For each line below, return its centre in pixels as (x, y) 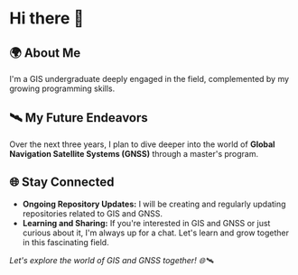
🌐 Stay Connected (62, 183)
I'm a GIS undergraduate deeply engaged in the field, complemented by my (149, 79)
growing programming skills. (62, 88)
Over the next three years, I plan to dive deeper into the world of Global (142, 144)
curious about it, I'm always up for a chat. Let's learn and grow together (155, 233)
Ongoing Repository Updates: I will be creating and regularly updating (154, 204)
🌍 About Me (45, 53)
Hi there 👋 (47, 18)
